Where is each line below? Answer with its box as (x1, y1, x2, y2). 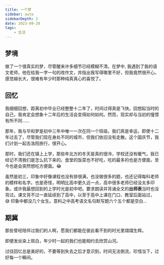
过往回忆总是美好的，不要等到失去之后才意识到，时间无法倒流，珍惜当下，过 (5, 248, 159, 254)
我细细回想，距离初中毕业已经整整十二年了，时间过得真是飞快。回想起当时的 (5, 105, 159, 111)
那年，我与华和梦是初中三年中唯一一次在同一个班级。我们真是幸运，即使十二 (5, 128, 159, 134)
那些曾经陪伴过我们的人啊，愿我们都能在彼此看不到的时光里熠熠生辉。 (5, 228, 146, 234)
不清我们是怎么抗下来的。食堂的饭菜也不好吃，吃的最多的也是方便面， (13, 157, 155, 162)
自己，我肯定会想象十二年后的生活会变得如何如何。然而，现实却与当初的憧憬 (5, 111, 159, 117)
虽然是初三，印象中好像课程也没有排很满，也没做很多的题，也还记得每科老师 (5, 173, 159, 179)
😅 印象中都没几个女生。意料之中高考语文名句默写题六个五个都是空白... (5, 198, 147, 204)
